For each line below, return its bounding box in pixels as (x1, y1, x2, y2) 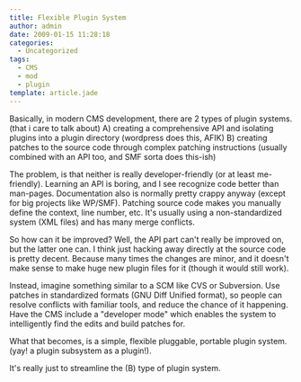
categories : (9, 38, 54, 48)
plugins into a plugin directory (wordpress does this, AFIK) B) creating (9, 132, 268, 143)
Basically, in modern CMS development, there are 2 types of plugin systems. (9, 113, 293, 124)
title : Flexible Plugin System (9, 13, 127, 22)
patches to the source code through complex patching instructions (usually (9, 141, 288, 153)
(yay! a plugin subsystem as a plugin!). (9, 345, 152, 356)
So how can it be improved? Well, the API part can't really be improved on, (9, 234, 285, 244)
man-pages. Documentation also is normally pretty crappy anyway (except (9, 188, 286, 199)
